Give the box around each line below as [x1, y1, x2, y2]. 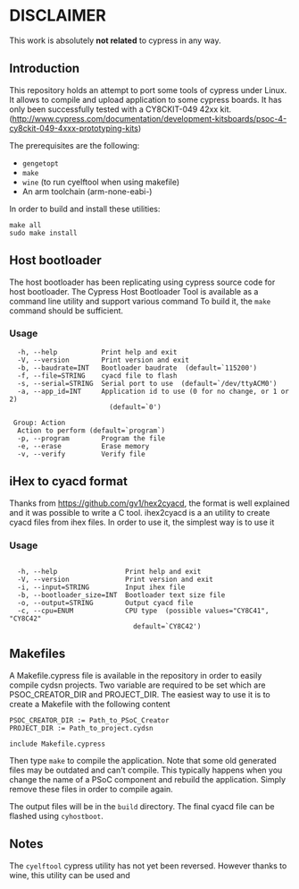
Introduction [9, 61, 80, 76]
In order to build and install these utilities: [9, 203, 161, 214]
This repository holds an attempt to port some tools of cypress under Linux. [9, 84, 287, 95]
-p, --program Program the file [17, 433, 166, 443]
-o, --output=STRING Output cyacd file [17, 598, 194, 607]
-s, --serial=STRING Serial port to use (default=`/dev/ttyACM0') [17, 379, 278, 388]
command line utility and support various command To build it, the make [9, 295, 271, 306]
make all [9, 220, 42, 229]
